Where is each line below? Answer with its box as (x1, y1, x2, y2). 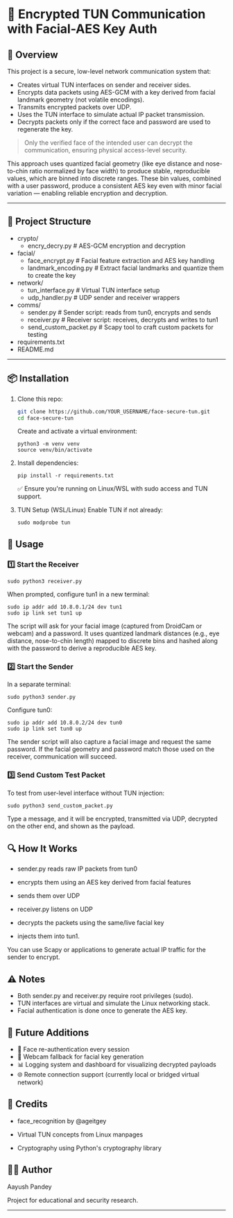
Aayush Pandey (7, 1183, 52, 1191)
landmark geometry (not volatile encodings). (17, 95, 144, 104)
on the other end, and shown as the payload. (7, 821, 135, 830)
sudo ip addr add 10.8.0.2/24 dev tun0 (7, 720, 123, 727)
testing (27, 330, 48, 338)
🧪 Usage (7, 538, 44, 550)
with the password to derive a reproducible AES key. (7, 644, 157, 653)
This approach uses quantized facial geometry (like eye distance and (7, 159, 205, 168)
